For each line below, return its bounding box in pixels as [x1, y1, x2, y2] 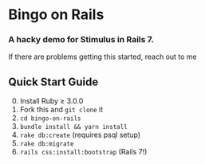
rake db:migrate [19, 140, 74, 148]
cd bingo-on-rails [19, 115, 81, 123]
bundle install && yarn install [19, 123, 128, 131]
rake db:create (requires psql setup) [19, 130, 141, 140]
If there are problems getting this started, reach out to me [8, 52, 197, 61]
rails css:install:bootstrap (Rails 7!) [19, 147, 148, 157]
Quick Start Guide [8, 75, 99, 88]
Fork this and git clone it [19, 105, 104, 115]
